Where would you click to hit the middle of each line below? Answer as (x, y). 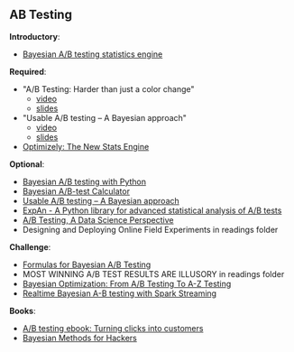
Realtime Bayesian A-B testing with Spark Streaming (119, 293)
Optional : (27, 164)
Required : (28, 71)
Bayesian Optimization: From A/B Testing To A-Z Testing (127, 283)
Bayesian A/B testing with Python (84, 181)
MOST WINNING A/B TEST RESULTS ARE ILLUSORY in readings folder (153, 273)
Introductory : (35, 36)
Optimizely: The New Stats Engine (86, 146)
